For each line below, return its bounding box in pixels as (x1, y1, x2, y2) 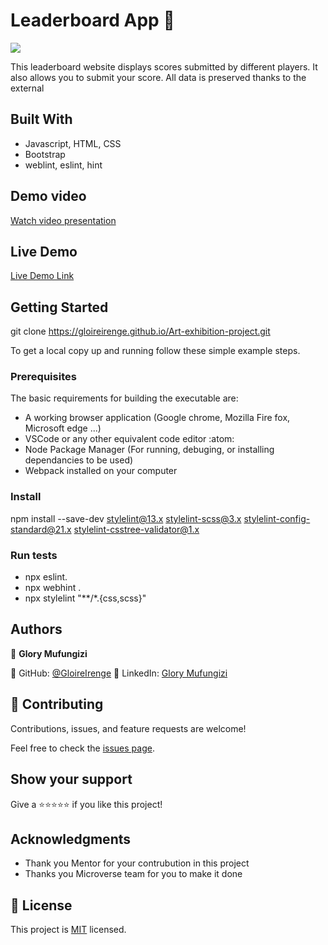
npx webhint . (24, 582, 82, 594)
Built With (10, 111, 73, 128)
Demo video (10, 188, 87, 205)
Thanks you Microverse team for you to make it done (24, 868, 243, 880)
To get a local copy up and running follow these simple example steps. (10, 345, 301, 357)
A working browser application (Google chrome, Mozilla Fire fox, (24, 412, 291, 424)
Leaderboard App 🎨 (10, 9, 175, 32)
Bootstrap (24, 148, 66, 160)
